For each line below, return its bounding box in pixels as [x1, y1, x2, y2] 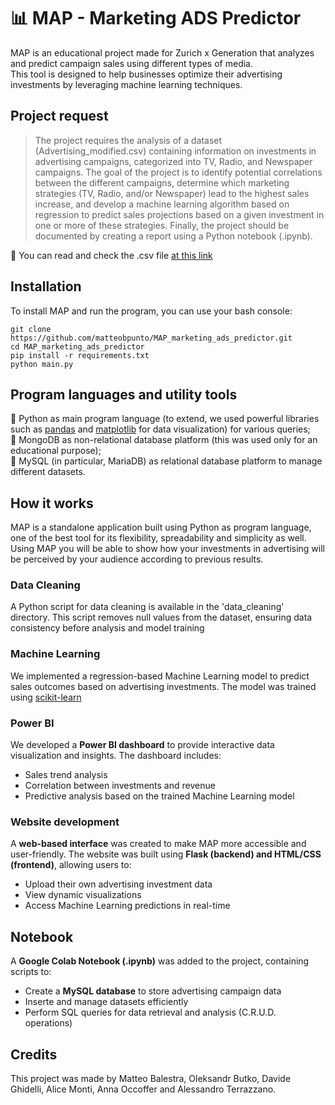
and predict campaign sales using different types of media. [10, 57, 253, 69]
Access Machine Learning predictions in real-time [24, 900, 231, 912]
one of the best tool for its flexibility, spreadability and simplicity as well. [10, 532, 307, 544]
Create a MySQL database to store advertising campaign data [24, 985, 282, 997]
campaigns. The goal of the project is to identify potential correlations [34, 166, 323, 178]
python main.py [10, 359, 74, 369]
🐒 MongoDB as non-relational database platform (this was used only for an [10, 434, 318, 446]
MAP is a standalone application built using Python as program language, [10, 521, 312, 534]
